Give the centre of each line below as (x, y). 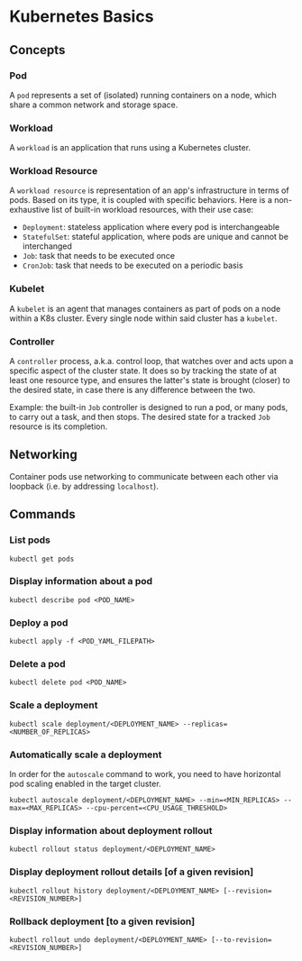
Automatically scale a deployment (86, 755)
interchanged (47, 246)
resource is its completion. (59, 426)
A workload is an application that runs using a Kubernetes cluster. (130, 148)
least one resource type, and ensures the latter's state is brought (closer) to (150, 380)
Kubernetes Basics (82, 17)
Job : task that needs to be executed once (99, 256)
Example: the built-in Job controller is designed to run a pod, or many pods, (149, 407)
